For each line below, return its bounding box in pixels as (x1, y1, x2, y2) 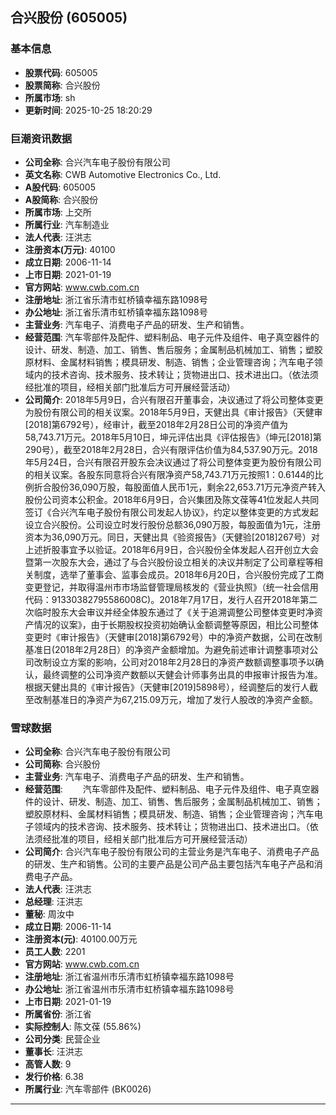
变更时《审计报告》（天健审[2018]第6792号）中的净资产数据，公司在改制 (24, 631, 323, 643)
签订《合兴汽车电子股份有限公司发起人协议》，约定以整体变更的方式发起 (24, 506, 319, 518)
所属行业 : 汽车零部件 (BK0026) (24, 1083, 152, 1095)
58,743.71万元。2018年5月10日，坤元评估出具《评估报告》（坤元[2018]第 (24, 431, 322, 443)
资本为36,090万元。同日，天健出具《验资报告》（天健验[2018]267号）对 (24, 531, 320, 543)
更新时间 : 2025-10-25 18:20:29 (24, 104, 153, 116)
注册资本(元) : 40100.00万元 (24, 933, 138, 945)
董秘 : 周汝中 (24, 908, 75, 920)
